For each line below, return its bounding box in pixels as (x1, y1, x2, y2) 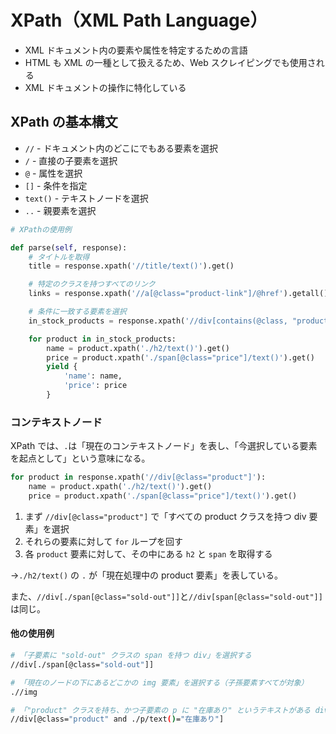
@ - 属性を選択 (24, 167, 83, 179)
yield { (46, 362, 78, 372)
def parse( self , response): (10, 242, 128, 253)
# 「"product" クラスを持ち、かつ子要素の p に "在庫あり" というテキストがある (10, 705, 312, 715)
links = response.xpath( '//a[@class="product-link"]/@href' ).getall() (28, 289, 329, 299)
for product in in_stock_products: (28, 334, 177, 344)
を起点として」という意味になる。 (10, 452, 151, 465)
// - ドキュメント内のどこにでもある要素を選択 (24, 142, 219, 154)
